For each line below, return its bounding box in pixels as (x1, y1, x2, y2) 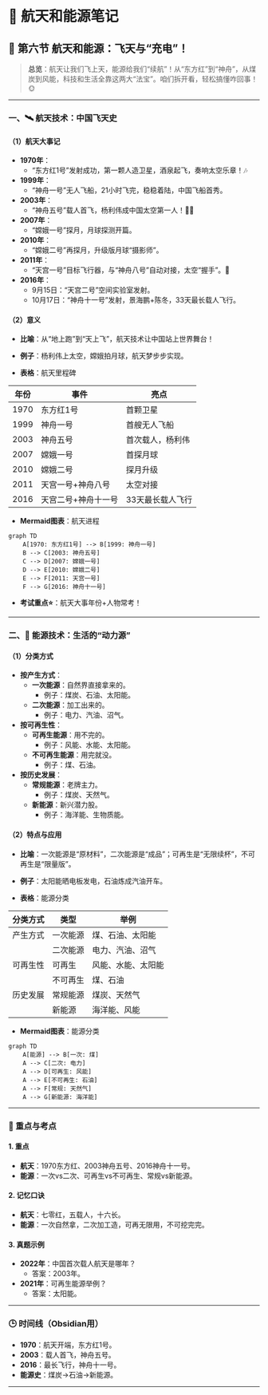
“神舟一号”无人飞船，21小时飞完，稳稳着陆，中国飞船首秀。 (31, 185, 227, 196)
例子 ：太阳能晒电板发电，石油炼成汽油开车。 (19, 875, 167, 886)
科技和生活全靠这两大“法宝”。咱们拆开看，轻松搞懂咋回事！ (62, 74, 258, 84)
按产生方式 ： (19, 670, 62, 680)
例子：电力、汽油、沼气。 (43, 710, 128, 720)
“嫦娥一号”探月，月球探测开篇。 (31, 225, 136, 235)
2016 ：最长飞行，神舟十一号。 (19, 1360, 121, 1369)
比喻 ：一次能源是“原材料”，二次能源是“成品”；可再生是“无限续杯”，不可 (19, 849, 255, 859)
